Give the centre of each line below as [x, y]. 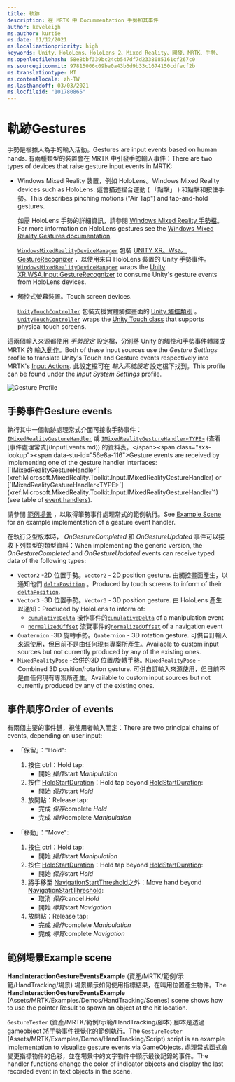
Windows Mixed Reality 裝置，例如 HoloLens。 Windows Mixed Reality [118, 181]
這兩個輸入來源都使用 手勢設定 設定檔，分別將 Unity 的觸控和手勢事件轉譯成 [116, 341]
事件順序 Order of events [60, 709]
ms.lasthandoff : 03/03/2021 [48, 86]
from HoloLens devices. [52, 282]
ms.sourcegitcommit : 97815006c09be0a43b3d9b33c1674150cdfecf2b [101, 66]
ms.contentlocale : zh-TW [43, 79]
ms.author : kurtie [34, 33]
